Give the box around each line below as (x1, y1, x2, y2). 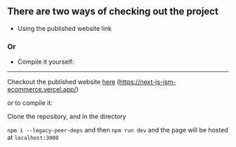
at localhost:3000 (7, 133, 59, 142)
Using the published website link (17, 24, 112, 32)
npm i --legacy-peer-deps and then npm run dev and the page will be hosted (7, 126, 228, 134)
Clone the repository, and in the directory (7, 112, 126, 121)
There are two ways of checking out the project (7, 6, 219, 17)
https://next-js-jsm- (119, 78, 176, 86)
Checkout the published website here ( (7, 78, 119, 86)
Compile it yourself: (17, 57, 74, 66)
